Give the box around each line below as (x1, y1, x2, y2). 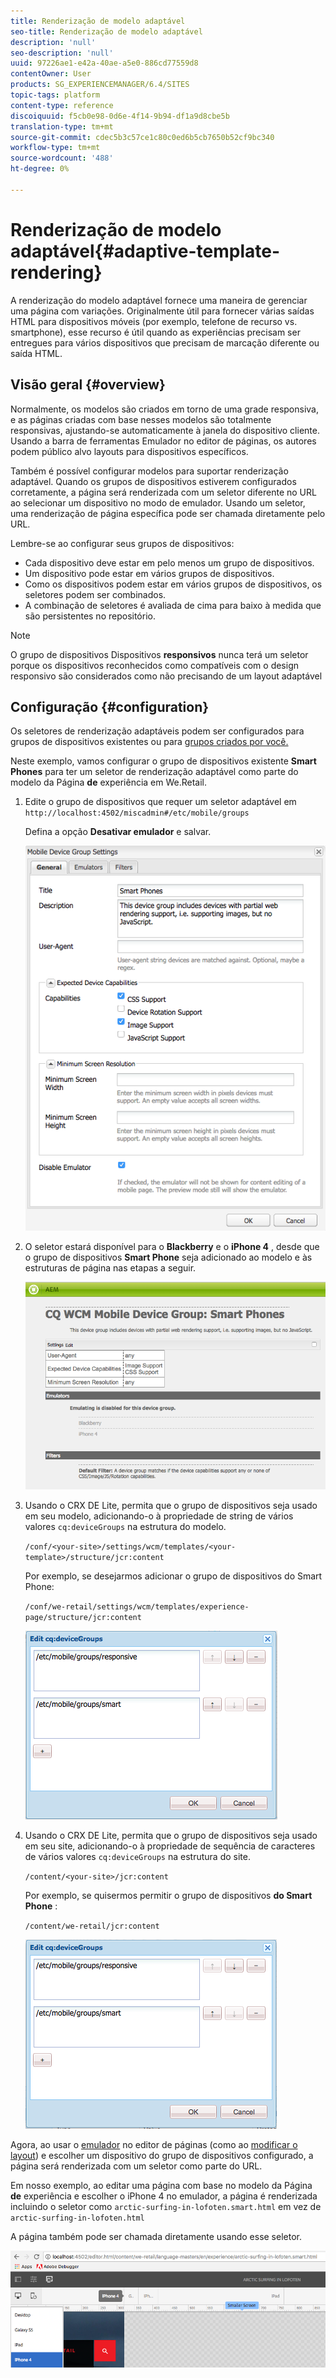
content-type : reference (10, 100, 114, 110)
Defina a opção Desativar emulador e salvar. (24, 826, 212, 838)
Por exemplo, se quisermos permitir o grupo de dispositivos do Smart (24, 1890, 313, 1902)
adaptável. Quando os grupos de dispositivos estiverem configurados (10, 475, 297, 487)
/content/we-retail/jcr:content (24, 1921, 160, 1932)
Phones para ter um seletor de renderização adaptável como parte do (10, 766, 299, 778)
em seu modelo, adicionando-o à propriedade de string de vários (24, 1510, 294, 1522)
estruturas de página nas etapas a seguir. (24, 1261, 197, 1274)
